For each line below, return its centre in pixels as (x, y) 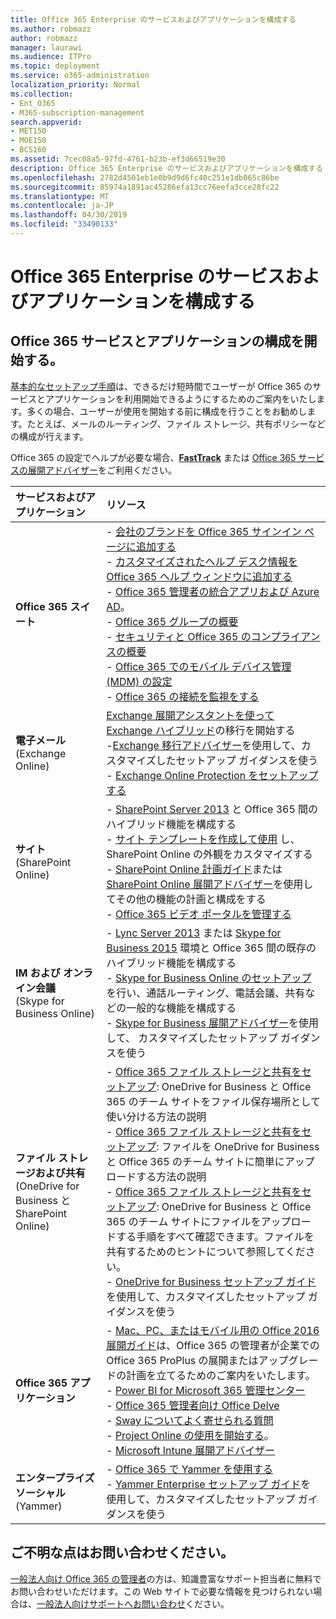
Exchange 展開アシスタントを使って (190, 715)
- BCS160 (28, 150)
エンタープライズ (55, 1478)
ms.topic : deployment (55, 66)
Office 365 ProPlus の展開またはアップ (197, 1360)
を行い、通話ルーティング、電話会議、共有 (206, 993)
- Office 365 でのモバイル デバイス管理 (199, 666)
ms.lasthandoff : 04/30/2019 (69, 215)
